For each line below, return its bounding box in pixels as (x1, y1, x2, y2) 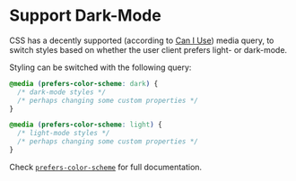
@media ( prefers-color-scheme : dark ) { (9, 79, 159, 88)
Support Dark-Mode (9, 5, 161, 26)
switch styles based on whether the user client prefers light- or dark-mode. (9, 44, 288, 55)
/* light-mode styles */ (17, 129, 110, 138)
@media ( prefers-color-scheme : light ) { (9, 120, 163, 130)
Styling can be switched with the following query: (9, 62, 192, 73)
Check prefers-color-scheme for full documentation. (9, 161, 203, 172)
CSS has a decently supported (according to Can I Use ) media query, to (9, 35, 274, 46)
